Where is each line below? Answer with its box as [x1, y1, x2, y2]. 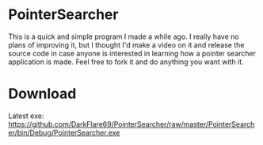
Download [8, 85, 77, 103]
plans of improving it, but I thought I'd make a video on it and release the [8, 40, 245, 49]
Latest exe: [8, 111, 44, 120]
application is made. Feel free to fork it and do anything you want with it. [8, 57, 244, 67]
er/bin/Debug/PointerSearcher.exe [8, 128, 120, 137]
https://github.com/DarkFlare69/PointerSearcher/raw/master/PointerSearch [8, 119, 255, 128]
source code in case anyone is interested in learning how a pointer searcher [8, 48, 256, 58]
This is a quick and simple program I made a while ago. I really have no [8, 32, 239, 41]
